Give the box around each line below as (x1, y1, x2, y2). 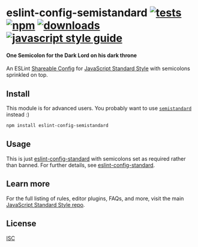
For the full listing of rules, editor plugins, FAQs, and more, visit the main (6, 195, 184, 202)
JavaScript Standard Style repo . (6, 201, 85, 208)
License (6, 219, 37, 229)
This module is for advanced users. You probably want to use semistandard (6, 105, 192, 112)
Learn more (6, 179, 50, 189)
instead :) (6, 111, 30, 118)
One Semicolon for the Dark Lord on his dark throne (6, 52, 137, 59)
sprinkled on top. (6, 71, 48, 79)
